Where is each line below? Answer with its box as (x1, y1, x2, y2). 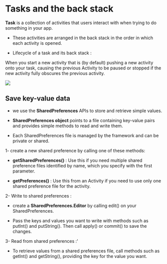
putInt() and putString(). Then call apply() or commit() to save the (12, 223, 147, 229)
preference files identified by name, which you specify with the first (12, 162, 152, 168)
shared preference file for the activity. (12, 183, 91, 189)
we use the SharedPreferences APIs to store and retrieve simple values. (12, 108, 162, 114)
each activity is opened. (12, 40, 62, 46)
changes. (12, 228, 32, 234)
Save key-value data (5, 94, 70, 103)
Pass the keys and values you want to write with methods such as (12, 217, 149, 224)
